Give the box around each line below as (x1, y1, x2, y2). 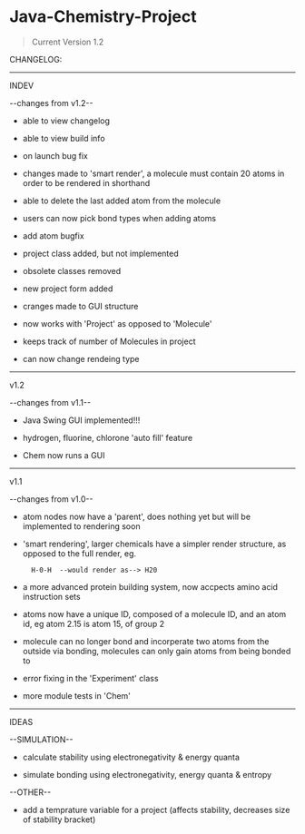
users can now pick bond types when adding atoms (22, 212, 217, 223)
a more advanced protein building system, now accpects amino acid (22, 581, 279, 592)
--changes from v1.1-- (9, 397, 92, 407)
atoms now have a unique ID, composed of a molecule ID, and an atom (22, 608, 287, 619)
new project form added (22, 283, 113, 294)
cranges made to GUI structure (22, 300, 139, 311)
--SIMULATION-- (9, 733, 74, 745)
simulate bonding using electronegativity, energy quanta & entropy (22, 769, 272, 780)
